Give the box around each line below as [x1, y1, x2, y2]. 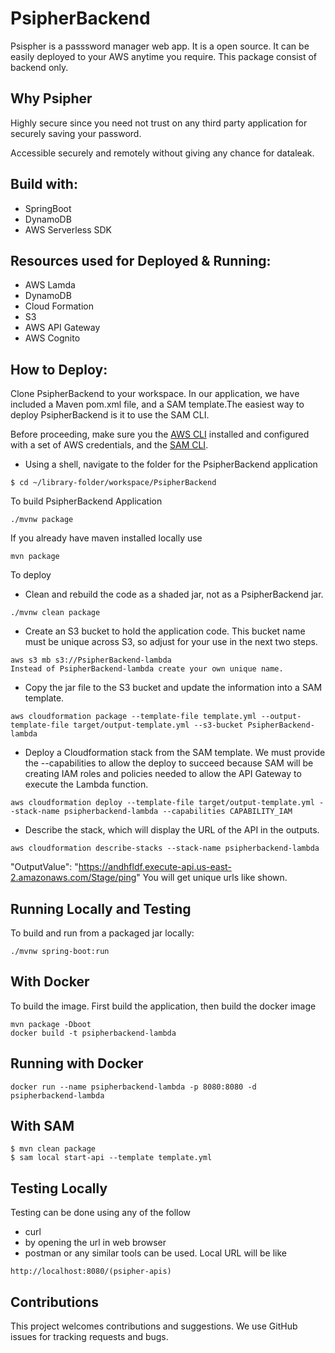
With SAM [10, 1118, 75, 1135]
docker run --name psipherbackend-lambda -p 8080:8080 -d [10, 1082, 257, 1092]
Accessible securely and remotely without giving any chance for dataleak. [10, 147, 315, 159]
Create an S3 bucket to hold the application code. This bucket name [24, 625, 306, 637]
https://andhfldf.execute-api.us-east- [78, 861, 232, 873]
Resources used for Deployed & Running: [10, 252, 272, 269]
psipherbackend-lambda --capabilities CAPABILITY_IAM [63, 807, 293, 817]
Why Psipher [10, 90, 93, 107]
